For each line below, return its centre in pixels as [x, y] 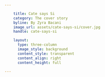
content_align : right [39, 58]
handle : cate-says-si [35, 32]
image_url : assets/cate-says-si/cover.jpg [57, 27]
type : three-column [37, 45]
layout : [21, 40]
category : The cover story [41, 18]
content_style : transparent [46, 53]
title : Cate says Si [34, 13]
